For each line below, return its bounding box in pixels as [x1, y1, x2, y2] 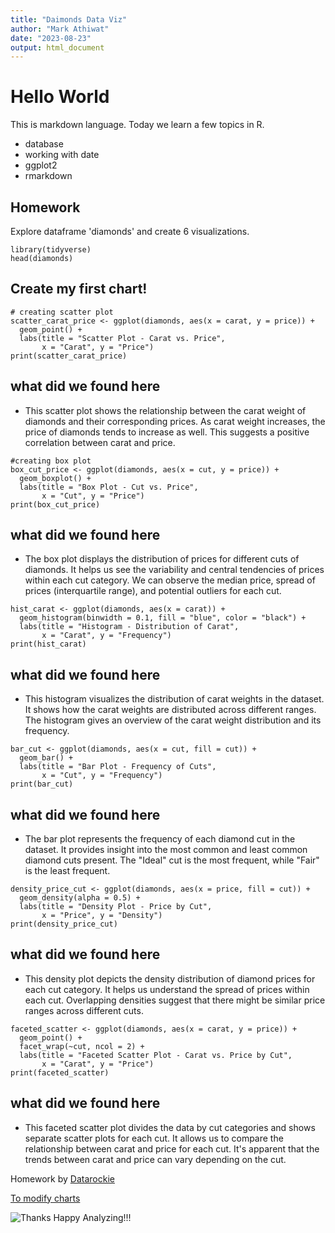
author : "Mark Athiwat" [10, 24, 110, 34]
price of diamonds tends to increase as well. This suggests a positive [24, 426, 310, 438]
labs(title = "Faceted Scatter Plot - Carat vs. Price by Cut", [19, 1050, 293, 1060]
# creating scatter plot [10, 307, 114, 317]
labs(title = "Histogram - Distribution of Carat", [19, 622, 240, 632]
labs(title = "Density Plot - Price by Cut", [19, 902, 213, 912]
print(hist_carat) [10, 639, 87, 650]
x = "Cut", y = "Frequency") [41, 771, 163, 781]
